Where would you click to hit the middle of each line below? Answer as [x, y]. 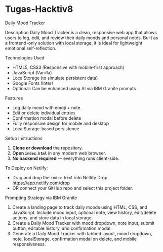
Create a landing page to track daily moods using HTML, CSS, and [80, 207]
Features [14, 98]
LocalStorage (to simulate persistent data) [55, 78]
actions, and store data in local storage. [52, 218]
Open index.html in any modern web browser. [59, 153]
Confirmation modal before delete [47, 118]
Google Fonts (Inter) [33, 83]
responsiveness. [29, 244]
